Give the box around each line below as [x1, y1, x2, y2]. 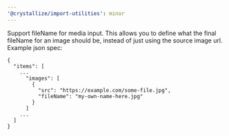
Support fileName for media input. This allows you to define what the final [7, 29, 217, 37]
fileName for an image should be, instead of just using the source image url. [7, 36, 223, 45]
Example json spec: [7, 43, 63, 52]
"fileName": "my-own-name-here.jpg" [37, 93, 143, 100]
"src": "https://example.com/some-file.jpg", [37, 87, 171, 93]
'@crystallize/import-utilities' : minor [7, 10, 126, 17]
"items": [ [13, 63, 45, 69]
